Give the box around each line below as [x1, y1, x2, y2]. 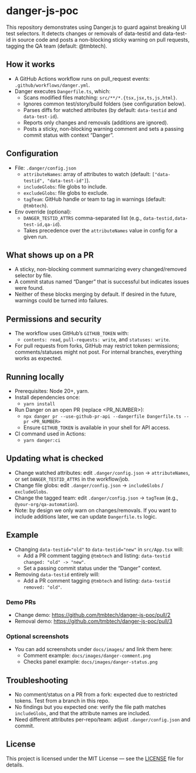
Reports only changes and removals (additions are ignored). [23, 119, 168, 126]
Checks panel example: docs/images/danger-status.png [23, 658, 158, 665]
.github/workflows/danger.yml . [14, 81, 90, 88]
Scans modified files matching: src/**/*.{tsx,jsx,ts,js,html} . [23, 94, 178, 101]
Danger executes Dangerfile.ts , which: [14, 87, 111, 95]
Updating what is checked [6, 454, 104, 464]
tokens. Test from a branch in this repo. [14, 697, 110, 705]
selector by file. [14, 272, 53, 279]
